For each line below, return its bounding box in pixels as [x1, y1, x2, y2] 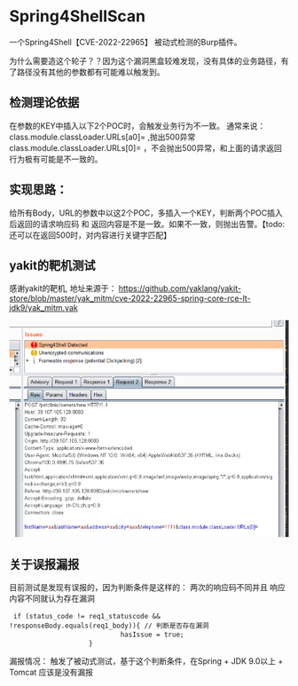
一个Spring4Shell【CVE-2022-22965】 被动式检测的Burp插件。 [9, 36, 242, 47]
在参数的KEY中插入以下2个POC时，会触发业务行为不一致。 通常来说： [9, 120, 266, 130]
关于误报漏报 [9, 556, 80, 572]
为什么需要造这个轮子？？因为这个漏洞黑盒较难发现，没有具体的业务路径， [9, 55, 281, 66]
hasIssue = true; [120, 630, 184, 640]
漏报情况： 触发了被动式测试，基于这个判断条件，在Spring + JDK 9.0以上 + [9, 656, 284, 666]
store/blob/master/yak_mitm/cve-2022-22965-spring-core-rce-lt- [9, 293, 251, 304]
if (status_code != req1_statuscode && [12, 612, 161, 621]
